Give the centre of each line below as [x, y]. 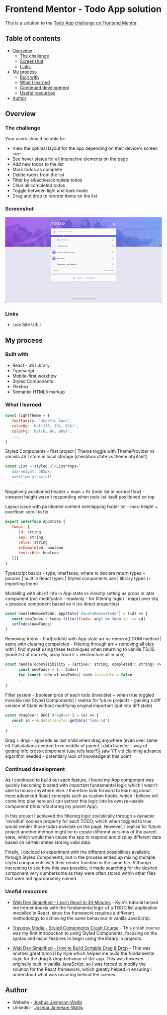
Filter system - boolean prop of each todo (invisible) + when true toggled [80, 695]
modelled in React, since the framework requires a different [73, 913]
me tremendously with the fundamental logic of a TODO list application [85, 908]
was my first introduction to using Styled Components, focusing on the [85, 933]
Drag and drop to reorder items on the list [55, 196]
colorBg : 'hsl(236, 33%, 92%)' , [45, 426]
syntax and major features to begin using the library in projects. [77, 938]
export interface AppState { [35, 521]
